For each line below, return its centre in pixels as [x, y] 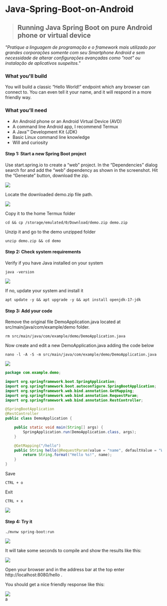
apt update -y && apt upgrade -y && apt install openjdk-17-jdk [73, 300]
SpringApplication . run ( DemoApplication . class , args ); [80, 432]
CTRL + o [14, 483]
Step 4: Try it [19, 521]
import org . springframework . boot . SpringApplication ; [61, 382]
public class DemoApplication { [39, 419]
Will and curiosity [30, 142]
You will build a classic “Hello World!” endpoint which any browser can [78, 87]
